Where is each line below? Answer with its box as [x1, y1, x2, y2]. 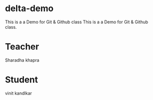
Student [5, 74, 38, 85]
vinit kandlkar [5, 90, 33, 96]
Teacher [5, 41, 39, 52]
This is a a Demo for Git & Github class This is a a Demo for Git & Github [5, 19, 148, 25]
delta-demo [5, 3, 54, 14]
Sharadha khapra [5, 57, 40, 63]
